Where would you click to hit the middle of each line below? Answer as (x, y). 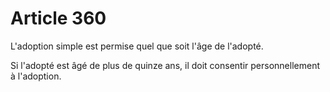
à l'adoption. (36, 76)
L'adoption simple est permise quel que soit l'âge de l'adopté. (137, 46)
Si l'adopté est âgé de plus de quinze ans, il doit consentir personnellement (165, 65)
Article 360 (58, 18)
